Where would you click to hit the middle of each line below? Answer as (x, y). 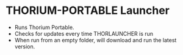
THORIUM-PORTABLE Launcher (88, 11)
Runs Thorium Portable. (44, 27)
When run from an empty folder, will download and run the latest (95, 40)
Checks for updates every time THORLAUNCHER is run (84, 33)
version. (25, 47)
